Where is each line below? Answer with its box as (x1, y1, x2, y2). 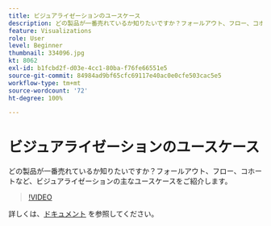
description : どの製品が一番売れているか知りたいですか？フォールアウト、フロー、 (8, 19, 253, 27)
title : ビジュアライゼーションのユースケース (8, 11, 141, 20)
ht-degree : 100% (8, 94, 63, 102)
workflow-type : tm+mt (8, 79, 81, 87)
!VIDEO (27, 192, 52, 202)
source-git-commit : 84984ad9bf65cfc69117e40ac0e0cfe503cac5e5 (8, 72, 222, 80)
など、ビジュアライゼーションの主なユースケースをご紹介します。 (15, 176, 232, 186)
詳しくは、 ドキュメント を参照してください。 (8, 209, 159, 219)
